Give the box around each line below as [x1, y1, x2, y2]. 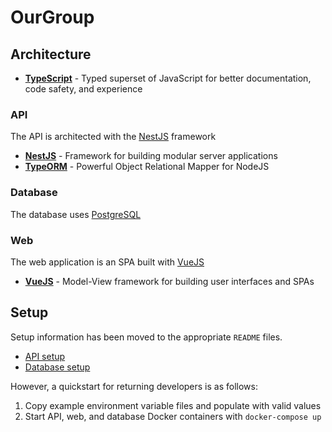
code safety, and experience [24, 83, 143, 95]
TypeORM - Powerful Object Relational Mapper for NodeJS [24, 161, 270, 173]
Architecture [10, 46, 92, 63]
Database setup [24, 361, 91, 373]
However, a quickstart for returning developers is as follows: [10, 380, 258, 392]
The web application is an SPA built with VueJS [10, 256, 205, 268]
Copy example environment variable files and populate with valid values [24, 399, 322, 411]
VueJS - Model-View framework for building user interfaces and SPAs [24, 275, 315, 287]
